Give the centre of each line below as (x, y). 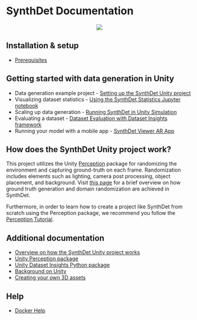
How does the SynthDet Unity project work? (89, 149)
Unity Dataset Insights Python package (62, 265)
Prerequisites (31, 60)
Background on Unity (41, 271)
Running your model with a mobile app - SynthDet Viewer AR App (94, 131)
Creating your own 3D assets (50, 278)
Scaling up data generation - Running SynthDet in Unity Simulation (96, 112)
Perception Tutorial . (30, 219)
